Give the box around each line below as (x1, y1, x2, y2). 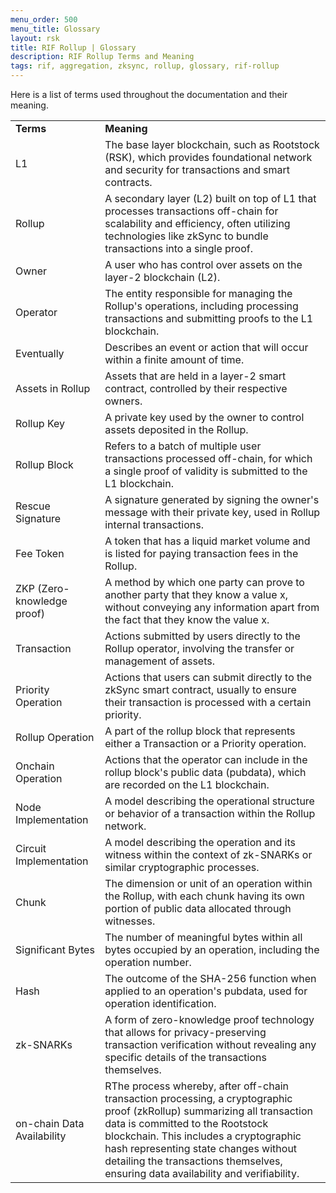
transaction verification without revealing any (104, 1038, 317, 1051)
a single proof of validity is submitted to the (104, 464, 308, 478)
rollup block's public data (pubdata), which (104, 766, 307, 779)
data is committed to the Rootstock (104, 1117, 269, 1130)
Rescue (15, 499, 51, 513)
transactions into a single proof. (104, 242, 254, 255)
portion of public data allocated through (104, 902, 292, 915)
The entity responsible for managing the (104, 287, 293, 300)
